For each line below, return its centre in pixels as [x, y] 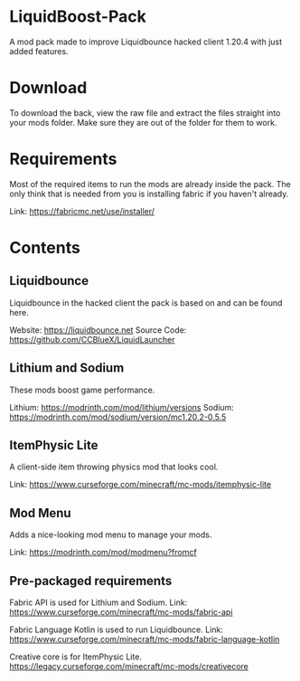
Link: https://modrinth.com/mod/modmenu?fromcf [103, 553]
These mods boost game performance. [82, 390]
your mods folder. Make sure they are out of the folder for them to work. [143, 122]
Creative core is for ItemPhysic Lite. [76, 657]
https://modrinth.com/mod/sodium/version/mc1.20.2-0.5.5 [118, 417]
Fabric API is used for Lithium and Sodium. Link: [98, 602]
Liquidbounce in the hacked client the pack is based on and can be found [146, 303]
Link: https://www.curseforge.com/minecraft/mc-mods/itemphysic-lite [141, 485]
